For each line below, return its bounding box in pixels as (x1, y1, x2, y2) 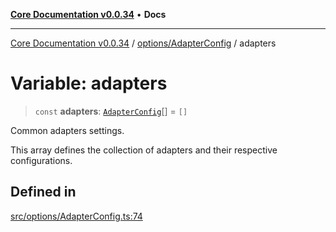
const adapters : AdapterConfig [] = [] (34, 105, 188, 117)
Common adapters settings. (10, 124, 125, 136)
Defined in (10, 184, 77, 201)
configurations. (10, 154, 73, 166)
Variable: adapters (10, 72, 168, 95)
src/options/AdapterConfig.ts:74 (10, 210, 143, 222)
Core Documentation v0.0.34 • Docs (10, 9, 167, 20)
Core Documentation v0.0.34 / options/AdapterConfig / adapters (10, 37, 277, 49)
